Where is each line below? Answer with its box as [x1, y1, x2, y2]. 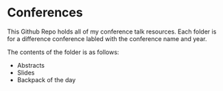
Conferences [7, 5, 84, 21]
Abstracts [16, 61, 45, 69]
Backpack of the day [16, 75, 76, 83]
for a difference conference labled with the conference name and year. [7, 34, 207, 42]
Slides [16, 68, 35, 77]
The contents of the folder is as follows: [7, 48, 119, 56]
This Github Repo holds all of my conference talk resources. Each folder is [7, 27, 217, 36]
